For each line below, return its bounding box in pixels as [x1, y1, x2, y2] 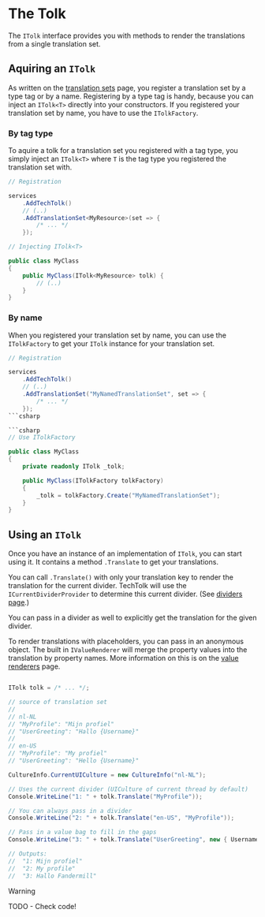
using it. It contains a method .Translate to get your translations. [8, 557, 219, 567]
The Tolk [8, 5, 66, 23]
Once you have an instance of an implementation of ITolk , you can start [8, 549, 242, 558]
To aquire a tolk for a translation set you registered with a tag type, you [8, 146, 238, 155]
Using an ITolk [8, 527, 82, 541]
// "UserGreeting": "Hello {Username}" [8, 757, 140, 765]
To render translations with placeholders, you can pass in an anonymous [8, 636, 244, 647]
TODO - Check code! [8, 901, 77, 911]
